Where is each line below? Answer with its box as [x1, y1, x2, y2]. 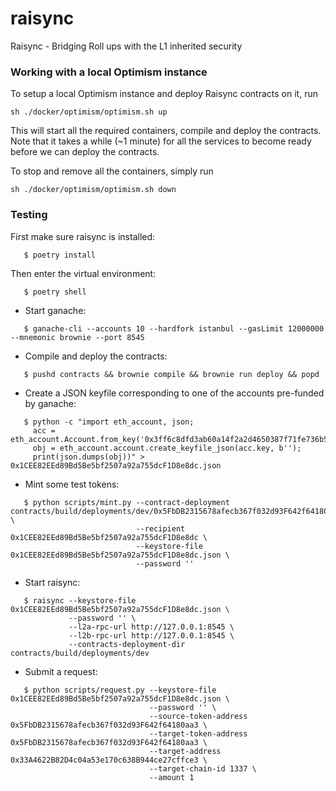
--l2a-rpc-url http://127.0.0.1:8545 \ [68, 622, 235, 632]
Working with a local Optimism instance [10, 65, 208, 79]
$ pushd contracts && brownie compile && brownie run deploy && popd [23, 369, 320, 379]
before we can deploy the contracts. [10, 146, 160, 158]
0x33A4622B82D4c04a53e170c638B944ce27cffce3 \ [10, 755, 208, 765]
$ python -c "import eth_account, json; [23, 417, 195, 427]
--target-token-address [148, 728, 248, 739]
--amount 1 [148, 772, 195, 782]
